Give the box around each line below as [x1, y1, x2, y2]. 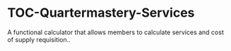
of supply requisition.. [7, 35, 71, 43]
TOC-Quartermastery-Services [7, 5, 195, 21]
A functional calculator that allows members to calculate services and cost [7, 28, 224, 36]
